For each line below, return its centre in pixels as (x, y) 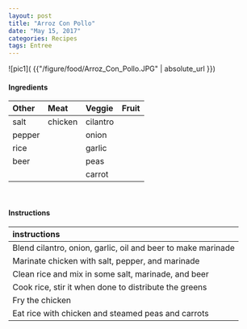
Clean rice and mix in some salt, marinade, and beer (111, 273)
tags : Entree (30, 46)
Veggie (99, 108)
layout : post (30, 16)
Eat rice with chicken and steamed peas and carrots (111, 313)
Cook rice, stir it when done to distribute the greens (110, 287)
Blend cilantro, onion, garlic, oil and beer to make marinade (124, 248)
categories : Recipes (43, 38)
